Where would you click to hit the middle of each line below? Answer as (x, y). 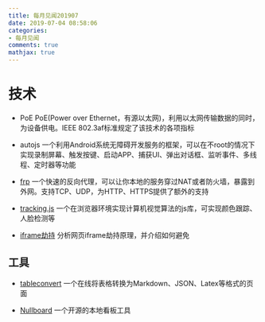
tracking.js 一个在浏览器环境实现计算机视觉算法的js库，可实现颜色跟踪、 (138, 208)
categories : (28, 30)
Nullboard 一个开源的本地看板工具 (75, 310)
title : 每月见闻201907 (43, 16)
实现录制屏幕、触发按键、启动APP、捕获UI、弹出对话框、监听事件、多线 (138, 154)
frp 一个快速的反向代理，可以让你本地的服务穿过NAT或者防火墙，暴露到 (137, 181)
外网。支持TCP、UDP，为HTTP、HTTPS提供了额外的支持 (114, 191)
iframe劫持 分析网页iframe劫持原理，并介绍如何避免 (105, 235)
